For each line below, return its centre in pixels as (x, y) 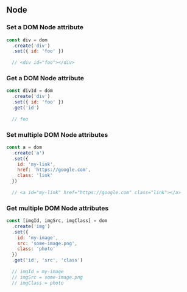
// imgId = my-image (38, 271)
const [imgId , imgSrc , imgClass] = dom (57, 221)
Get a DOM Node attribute (45, 78)
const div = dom (27, 40)
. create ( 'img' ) (31, 226)
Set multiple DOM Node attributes (57, 134)
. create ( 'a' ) (28, 153)
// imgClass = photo (38, 283)
